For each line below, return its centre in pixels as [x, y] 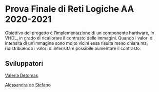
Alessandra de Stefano [28, 85]
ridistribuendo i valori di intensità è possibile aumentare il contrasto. [73, 48]
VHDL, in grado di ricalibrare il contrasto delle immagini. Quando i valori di [79, 38]
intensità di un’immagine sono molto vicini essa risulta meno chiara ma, [77, 43]
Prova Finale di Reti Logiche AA [70, 9]
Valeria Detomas [21, 75]
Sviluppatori [24, 64]
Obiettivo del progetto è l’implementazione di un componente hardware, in [80, 33]
